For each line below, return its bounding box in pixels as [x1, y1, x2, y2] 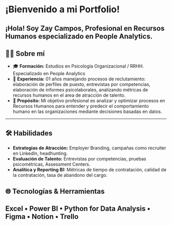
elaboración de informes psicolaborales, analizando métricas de [12, 87, 148, 93]
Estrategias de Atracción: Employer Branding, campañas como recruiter [12, 145, 166, 151]
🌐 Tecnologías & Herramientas [5, 187, 105, 195]
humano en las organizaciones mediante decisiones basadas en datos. [12, 108, 162, 115]
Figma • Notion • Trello [5, 212, 79, 221]
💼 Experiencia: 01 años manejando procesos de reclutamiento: [12, 76, 146, 82]
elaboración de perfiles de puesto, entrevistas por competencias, [12, 81, 151, 87]
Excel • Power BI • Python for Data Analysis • [5, 204, 150, 213]
